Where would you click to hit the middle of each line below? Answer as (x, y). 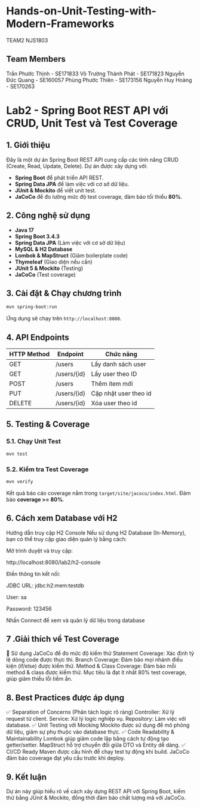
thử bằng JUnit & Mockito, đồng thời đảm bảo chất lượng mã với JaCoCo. (96, 798)
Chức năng (121, 354)
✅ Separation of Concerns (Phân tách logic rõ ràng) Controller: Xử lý (90, 712)
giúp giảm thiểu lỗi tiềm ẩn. (39, 679)
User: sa (16, 597)
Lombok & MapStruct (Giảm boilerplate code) (71, 255)
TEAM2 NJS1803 (27, 40)
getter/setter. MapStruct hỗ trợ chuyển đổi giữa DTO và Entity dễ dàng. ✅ (96, 745)
